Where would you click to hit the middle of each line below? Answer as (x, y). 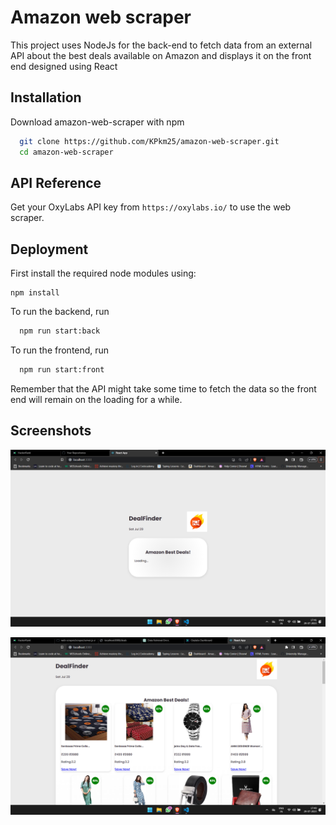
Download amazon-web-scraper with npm (97, 122)
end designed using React (64, 66)
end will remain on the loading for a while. (96, 399)
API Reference (56, 182)
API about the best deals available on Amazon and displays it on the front (161, 55)
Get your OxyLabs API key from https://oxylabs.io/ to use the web (151, 207)
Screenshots (51, 431)
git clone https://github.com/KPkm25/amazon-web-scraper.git (149, 141)
